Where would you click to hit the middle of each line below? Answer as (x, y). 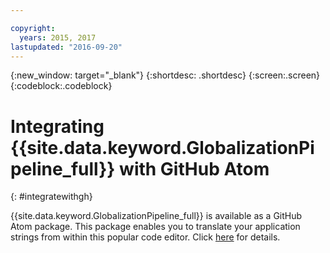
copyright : (33, 28)
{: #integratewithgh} (51, 197)
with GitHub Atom (194, 168)
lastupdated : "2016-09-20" (66, 47)
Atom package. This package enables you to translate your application (155, 227)
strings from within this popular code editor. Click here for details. (145, 237)
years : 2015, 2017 (58, 37)
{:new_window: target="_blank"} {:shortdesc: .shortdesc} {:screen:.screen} (165, 75)
